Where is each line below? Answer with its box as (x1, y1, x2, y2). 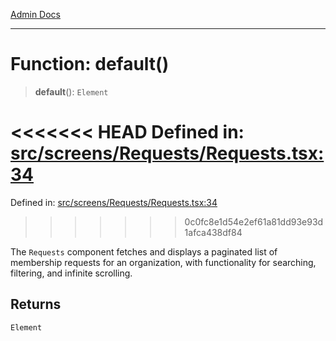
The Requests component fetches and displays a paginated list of (10, 245, 278, 258)
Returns (10, 296, 62, 313)
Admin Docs (10, 9, 61, 20)
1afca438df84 (184, 226, 243, 238)
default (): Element (34, 85, 109, 98)
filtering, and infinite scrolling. (10, 267, 133, 279)
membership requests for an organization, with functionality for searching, (10, 256, 317, 268)
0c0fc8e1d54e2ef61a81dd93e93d (184, 215, 324, 228)
